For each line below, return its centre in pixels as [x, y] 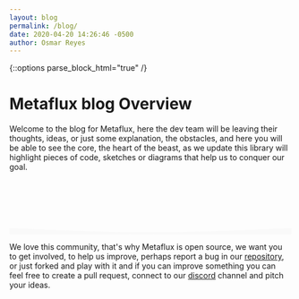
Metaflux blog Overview [101, 104]
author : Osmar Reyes [48, 43]
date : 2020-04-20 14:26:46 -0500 [72, 34]
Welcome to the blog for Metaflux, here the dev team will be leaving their [144, 129]
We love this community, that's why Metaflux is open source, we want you [146, 247]
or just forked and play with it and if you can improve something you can [142, 266]
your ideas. [30, 285]
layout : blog [34, 17]
